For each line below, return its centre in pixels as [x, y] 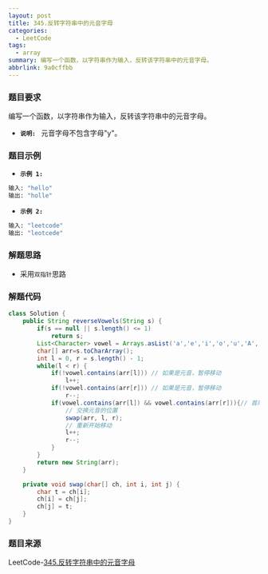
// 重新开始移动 [89, 425]
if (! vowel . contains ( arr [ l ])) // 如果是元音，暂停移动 [136, 373]
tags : [17, 46]
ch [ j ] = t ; [55, 507]
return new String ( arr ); [78, 462]
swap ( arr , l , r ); [94, 418]
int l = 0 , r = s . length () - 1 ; [91, 358]
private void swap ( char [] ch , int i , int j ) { [101, 484]
